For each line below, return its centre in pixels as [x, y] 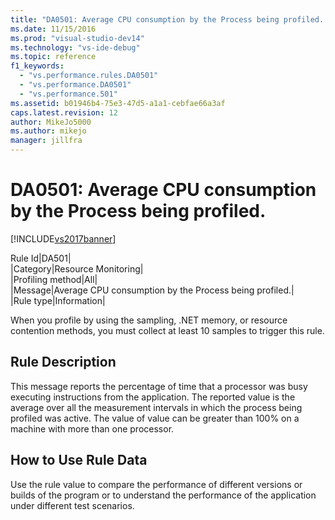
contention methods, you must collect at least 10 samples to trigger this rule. [167, 330]
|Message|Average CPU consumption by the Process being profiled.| [152, 290]
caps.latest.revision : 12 [64, 112]
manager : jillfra [46, 141]
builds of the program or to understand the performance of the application [163, 495]
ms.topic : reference [53, 57]
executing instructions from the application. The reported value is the [153, 397]
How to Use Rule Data [79, 460]
